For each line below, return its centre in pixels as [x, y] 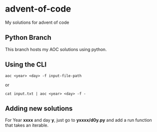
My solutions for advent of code [37, 22]
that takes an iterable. [27, 125]
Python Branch [28, 38]
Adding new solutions [39, 108]
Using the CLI [26, 65]
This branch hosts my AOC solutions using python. [56, 49]
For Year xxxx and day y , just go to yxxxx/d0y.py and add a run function [78, 120]
